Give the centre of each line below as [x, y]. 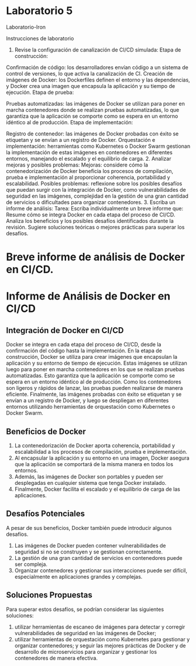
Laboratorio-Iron [26, 27]
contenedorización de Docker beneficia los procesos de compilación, [90, 171]
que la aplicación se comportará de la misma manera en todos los [94, 464]
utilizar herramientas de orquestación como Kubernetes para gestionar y [102, 639]
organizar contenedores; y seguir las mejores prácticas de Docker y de [100, 645]
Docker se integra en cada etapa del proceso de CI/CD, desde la [84, 345]
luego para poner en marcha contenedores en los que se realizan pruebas [95, 369]
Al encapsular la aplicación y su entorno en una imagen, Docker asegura [102, 458]
